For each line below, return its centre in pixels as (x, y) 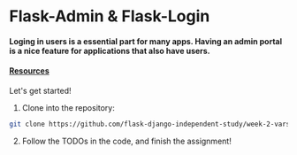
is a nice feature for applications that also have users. (110, 50)
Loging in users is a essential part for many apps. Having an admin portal (146, 41)
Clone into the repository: (68, 107)
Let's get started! (41, 90)
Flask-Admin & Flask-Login (110, 16)
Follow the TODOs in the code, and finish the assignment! (126, 141)
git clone (27, 124)
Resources (30, 71)
